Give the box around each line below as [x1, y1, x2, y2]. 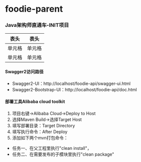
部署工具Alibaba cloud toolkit [5, 99, 65, 104]
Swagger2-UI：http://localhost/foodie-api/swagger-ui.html [12, 81, 131, 86]
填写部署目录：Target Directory [12, 122, 75, 128]
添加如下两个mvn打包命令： [12, 135, 68, 141]
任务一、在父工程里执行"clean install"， [12, 145, 92, 151]
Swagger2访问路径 [5, 69, 44, 75]
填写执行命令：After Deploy [12, 128, 68, 135]
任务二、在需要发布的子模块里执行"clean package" [12, 151, 115, 157]
